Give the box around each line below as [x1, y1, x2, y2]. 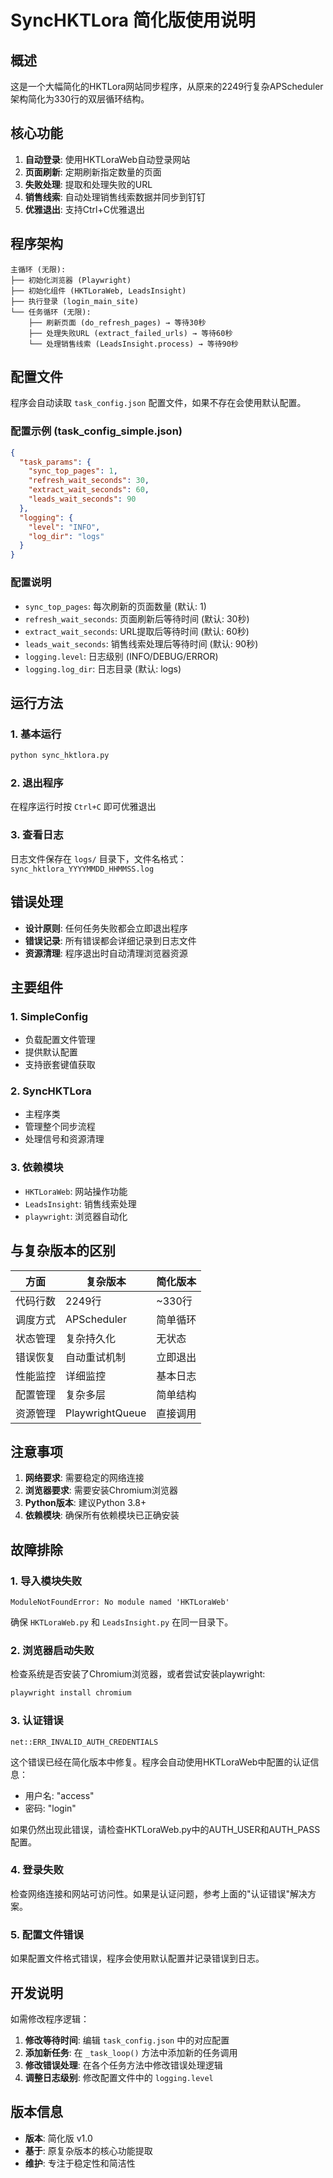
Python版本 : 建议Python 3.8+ [24, 1497, 147, 1509]
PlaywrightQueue [65, 1406, 147, 1420]
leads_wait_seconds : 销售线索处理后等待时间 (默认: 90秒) [24, 637, 259, 650]
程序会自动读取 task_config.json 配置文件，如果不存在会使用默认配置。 [10, 397, 307, 409]
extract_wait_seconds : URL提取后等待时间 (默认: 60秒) [24, 625, 250, 637]
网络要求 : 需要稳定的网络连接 [24, 1472, 145, 1484]
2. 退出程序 [10, 776, 64, 790]
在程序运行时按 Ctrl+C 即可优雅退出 [10, 801, 157, 813]
